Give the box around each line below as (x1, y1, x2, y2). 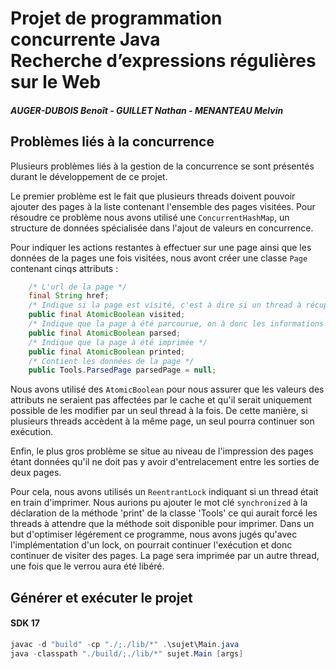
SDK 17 (10, 617, 40, 629)
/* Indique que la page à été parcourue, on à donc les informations (28, 319, 325, 329)
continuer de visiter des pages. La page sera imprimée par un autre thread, (10, 550, 320, 562)
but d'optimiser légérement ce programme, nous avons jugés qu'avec (10, 528, 298, 541)
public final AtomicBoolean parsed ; (28, 328, 182, 338)
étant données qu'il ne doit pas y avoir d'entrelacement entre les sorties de (10, 456, 320, 468)
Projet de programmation (10, 7, 223, 30)
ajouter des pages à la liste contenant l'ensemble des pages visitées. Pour (10, 200, 316, 212)
